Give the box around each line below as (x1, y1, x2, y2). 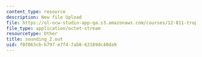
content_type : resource (6, 8, 66, 15)
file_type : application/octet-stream (6, 25, 101, 31)
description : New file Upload (6, 14, 82, 20)
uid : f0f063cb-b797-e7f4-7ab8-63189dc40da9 (6, 42, 117, 48)
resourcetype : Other (6, 31, 58, 37)
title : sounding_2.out (6, 36, 63, 42)
